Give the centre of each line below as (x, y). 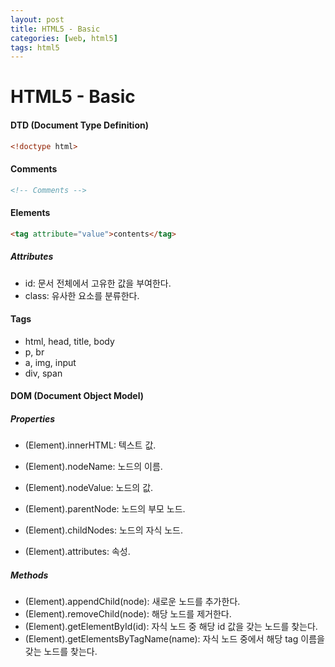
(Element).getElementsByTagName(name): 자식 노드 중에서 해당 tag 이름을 (174, 639)
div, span (43, 373)
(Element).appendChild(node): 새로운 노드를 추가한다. (132, 602)
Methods (29, 575)
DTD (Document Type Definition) (79, 125)
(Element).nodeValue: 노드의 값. (89, 488)
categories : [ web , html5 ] (64, 38)
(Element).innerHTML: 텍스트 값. (90, 445)
